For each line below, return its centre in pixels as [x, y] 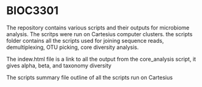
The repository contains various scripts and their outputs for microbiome [98, 28]
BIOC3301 [32, 11]
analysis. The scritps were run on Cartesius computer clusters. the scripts [99, 34]
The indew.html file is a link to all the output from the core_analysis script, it [101, 59]
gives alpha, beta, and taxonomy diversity [59, 66]
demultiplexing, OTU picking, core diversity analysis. [73, 47]
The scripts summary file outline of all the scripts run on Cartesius [90, 77]
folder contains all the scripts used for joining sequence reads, [85, 40]
